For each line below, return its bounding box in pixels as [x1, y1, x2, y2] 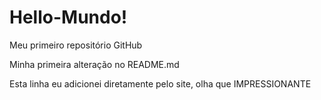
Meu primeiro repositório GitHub [9, 39, 143, 51]
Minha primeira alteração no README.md [9, 58, 180, 70]
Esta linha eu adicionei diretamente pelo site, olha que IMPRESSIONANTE [9, 77, 312, 90]
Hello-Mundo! [9, 6, 128, 29]
